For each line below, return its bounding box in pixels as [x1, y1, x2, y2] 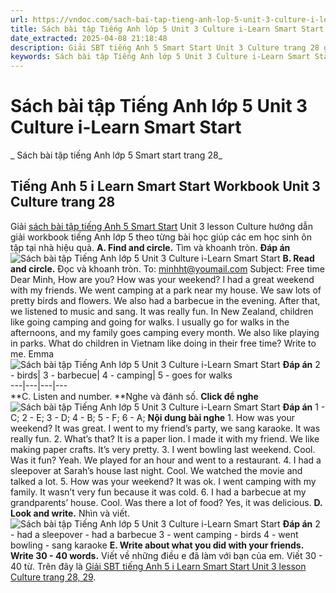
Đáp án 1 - [282, 401, 326, 413]
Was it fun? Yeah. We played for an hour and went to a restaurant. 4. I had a [10, 454, 322, 466]
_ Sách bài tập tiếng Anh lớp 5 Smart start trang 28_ [10, 149, 223, 161]
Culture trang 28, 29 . [10, 571, 97, 583]
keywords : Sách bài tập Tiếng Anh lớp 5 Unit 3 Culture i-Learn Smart [10, 52, 311, 62]
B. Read [282, 252, 315, 264]
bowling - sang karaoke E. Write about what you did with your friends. [10, 539, 304, 551]
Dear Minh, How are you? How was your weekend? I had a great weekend [10, 273, 315, 285]
